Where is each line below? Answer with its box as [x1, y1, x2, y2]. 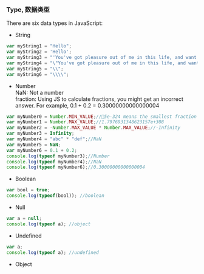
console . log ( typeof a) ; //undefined [6, 249, 99, 256]
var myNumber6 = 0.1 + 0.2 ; [6, 147, 78, 153]
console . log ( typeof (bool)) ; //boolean [6, 193, 104, 199]
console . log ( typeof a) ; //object [6, 221, 91, 227]
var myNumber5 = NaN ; [6, 142, 61, 148]
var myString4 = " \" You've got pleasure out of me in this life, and [6, 60, 186, 66]
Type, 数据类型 [6, 5, 50, 13]
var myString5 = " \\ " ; [6, 66, 64, 72]
